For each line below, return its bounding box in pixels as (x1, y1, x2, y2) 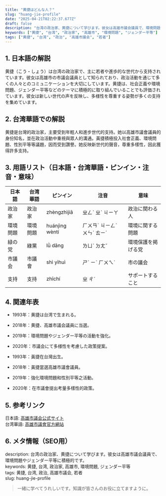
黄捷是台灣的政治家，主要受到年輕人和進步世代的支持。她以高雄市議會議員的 (5, 129, 161, 135)
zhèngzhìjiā (46, 209, 73, 216)
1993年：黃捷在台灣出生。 (12, 354, 66, 360)
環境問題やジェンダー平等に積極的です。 (5, 457, 87, 463)
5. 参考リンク (5, 401, 45, 410)
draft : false (5, 21, 32, 26)
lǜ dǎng (46, 242, 64, 249)
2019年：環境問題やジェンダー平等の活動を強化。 (12, 333, 114, 339)
